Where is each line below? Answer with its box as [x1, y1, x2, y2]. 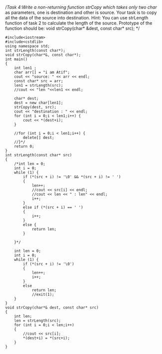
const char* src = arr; [14, 79, 64, 84]
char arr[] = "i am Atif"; [14, 70, 70, 75]
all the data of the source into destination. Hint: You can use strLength [5, 15, 149, 20]
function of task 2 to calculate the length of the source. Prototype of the [5, 20, 153, 26]
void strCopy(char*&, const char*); [5, 52, 81, 57]
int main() [5, 57, 28, 62]
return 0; [14, 144, 35, 149]
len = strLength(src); [14, 318, 61, 323]
